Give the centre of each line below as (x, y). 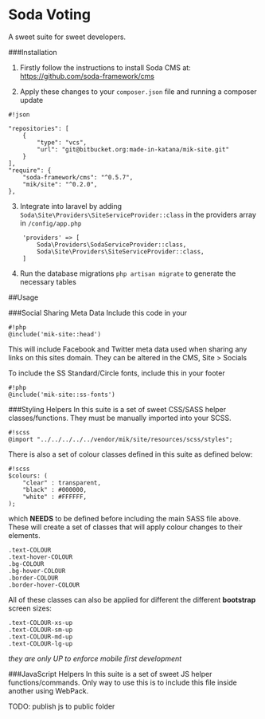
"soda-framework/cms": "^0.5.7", (78, 177)
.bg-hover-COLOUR (37, 571)
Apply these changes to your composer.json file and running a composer (138, 91)
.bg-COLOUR (26, 564)
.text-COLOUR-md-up (41, 636)
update (31, 100)
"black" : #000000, (55, 489)
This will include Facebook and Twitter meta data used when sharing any (128, 349)
